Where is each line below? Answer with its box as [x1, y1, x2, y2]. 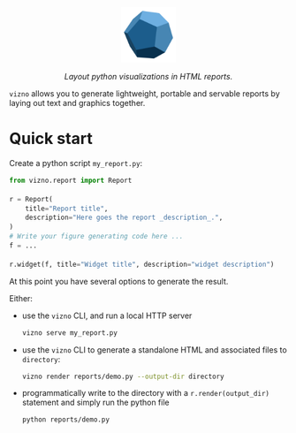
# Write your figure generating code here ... [9, 232, 184, 241]
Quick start [9, 129, 93, 148]
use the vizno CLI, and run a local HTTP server [21, 310, 193, 321]
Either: [9, 292, 34, 303]
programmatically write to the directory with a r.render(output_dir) [21, 388, 269, 399]
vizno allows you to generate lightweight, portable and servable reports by [9, 88, 280, 99]
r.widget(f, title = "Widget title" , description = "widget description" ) [9, 260, 275, 269]
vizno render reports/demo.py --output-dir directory [21, 372, 224, 381]
